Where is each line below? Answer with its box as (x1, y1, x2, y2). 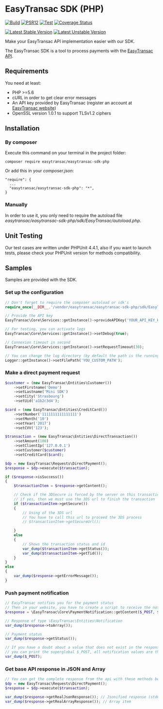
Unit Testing (5, 232, 43, 240)
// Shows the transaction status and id (22, 541, 105, 546)
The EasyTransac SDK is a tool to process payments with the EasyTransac (5, 48, 153, 54)
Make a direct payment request (5, 369, 80, 376)
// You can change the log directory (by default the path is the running (5, 353, 160, 358)
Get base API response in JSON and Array (5, 666, 106, 672)
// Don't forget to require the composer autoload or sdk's (5, 300, 130, 305)
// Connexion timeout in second (5, 340, 70, 345)
